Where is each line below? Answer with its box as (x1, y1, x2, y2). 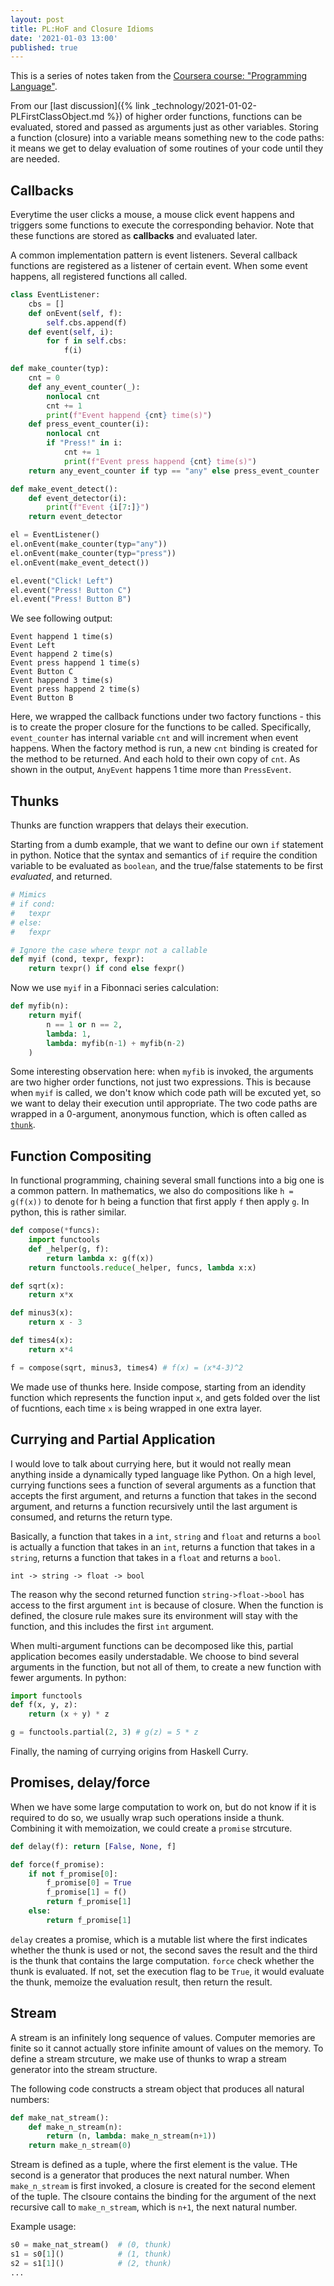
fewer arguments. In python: (10, 1671, 127, 1683)
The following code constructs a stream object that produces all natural (10, 2082, 305, 2095)
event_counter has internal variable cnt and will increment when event (10, 732, 299, 744)
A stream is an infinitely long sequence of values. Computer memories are (10, 2031, 316, 2043)
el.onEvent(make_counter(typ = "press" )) (10, 548, 177, 558)
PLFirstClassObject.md (10, 111, 105, 123)
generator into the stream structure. (10, 2063, 158, 2075)
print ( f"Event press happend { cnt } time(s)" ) (63, 456, 257, 466)
